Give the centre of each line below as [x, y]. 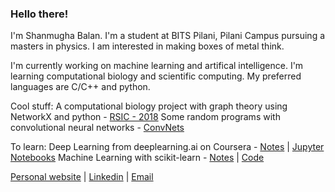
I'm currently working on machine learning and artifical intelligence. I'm [157, 66]
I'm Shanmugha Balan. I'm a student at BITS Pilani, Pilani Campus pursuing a [168, 36]
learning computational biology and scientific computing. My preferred [156, 76]
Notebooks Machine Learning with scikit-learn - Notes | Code [137, 158]
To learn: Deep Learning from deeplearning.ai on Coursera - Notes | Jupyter [167, 147]
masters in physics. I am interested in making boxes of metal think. [147, 46]
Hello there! [39, 14]
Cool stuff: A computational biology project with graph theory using [149, 106]
